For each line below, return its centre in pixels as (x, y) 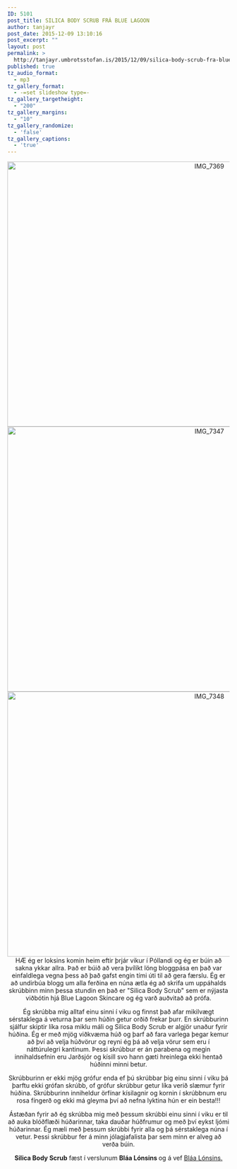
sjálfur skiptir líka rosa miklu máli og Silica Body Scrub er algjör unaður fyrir (119, 1027)
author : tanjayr (31, 27)
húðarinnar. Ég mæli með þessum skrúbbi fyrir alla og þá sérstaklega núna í (119, 1129)
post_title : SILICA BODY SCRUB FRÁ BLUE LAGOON (79, 20)
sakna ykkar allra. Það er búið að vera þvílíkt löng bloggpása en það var (119, 968)
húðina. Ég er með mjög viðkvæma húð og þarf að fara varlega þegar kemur (119, 1034)
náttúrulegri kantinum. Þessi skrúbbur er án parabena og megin (119, 1050)
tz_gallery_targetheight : (45, 100)
